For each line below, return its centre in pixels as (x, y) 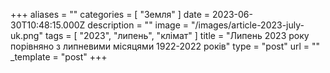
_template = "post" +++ (59, 57)
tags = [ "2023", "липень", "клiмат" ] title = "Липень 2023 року (177, 35)
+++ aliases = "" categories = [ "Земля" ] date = (110, 14)
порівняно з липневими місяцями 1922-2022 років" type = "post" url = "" (165, 46)
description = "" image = (138, 25)
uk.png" (26, 35)
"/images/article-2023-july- (248, 25)
